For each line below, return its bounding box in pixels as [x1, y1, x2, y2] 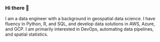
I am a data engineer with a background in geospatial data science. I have [5, 16, 156, 22]
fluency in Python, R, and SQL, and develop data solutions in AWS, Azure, [5, 21, 155, 27]
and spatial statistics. [5, 32, 49, 38]
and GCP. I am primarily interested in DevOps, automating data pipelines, [5, 26, 154, 32]
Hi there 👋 [5, 4, 30, 11]
